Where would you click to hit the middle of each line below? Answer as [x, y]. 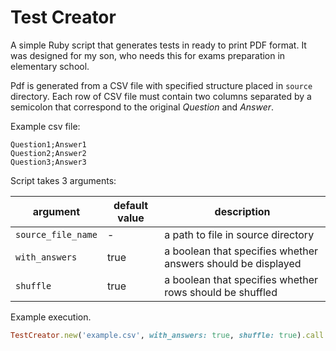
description [242, 211]
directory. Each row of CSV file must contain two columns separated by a [161, 96]
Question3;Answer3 [48, 162]
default [131, 205]
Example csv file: [45, 126]
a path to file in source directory [239, 234]
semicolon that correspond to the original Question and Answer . [142, 107]
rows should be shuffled [221, 292]
